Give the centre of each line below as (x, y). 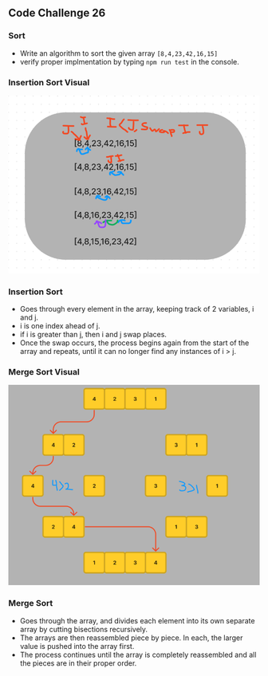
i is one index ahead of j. (60, 325)
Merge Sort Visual (44, 371)
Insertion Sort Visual (49, 82)
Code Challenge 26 (57, 13)
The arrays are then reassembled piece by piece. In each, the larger (131, 638)
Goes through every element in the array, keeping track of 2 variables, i (137, 309)
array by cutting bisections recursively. (84, 629)
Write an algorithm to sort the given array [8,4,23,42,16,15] (118, 53)
